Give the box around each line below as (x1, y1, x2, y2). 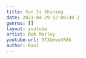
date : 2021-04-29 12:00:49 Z (6, 14, 80, 21)
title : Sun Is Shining (6, 8, 64, 15)
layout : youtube (6, 25, 47, 32)
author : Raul (6, 43, 39, 49)
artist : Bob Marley (6, 31, 56, 37)
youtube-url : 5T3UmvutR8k (6, 37, 71, 43)
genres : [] (6, 20, 34, 26)
